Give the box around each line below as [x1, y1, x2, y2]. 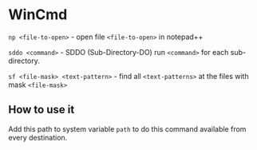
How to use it [8, 103, 75, 116]
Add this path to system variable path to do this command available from [8, 124, 247, 133]
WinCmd [8, 6, 68, 24]
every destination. [8, 132, 68, 142]
